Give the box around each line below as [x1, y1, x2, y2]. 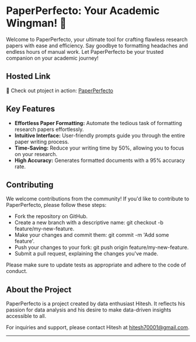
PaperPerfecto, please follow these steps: [6, 202, 107, 209]
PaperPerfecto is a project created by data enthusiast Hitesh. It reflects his [6, 300, 185, 308]
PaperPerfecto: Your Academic [6, 4, 160, 18]
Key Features [6, 104, 55, 114]
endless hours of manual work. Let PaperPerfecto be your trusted [6, 48, 164, 55]
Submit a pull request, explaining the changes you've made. [14, 250, 159, 257]
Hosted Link [6, 71, 51, 81]
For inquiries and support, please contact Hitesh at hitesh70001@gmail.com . [6, 324, 190, 331]
